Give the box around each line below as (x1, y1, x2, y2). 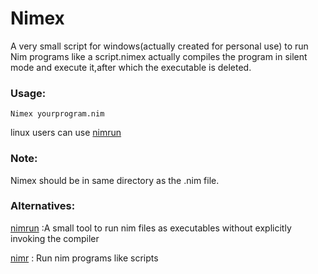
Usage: (10, 86, 47, 100)
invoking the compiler (10, 232, 100, 244)
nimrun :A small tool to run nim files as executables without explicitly (10, 222, 292, 234)
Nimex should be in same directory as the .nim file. (10, 174, 220, 186)
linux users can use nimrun (10, 127, 122, 139)
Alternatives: (10, 199, 76, 213)
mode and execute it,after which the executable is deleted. (10, 61, 252, 73)
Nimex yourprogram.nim (10, 109, 105, 119)
